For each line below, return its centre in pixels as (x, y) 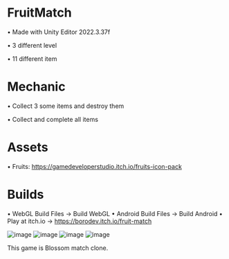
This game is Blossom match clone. (58, 248)
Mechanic (36, 87)
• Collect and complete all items (53, 119)
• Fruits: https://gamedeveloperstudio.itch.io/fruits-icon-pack (94, 166)
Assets (28, 148)
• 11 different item (32, 59)
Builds (26, 195)
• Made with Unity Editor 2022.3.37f (59, 32)
